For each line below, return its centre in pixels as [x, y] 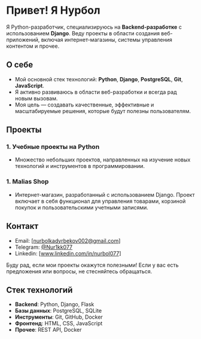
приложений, [23, 39]
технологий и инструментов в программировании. [80, 166]
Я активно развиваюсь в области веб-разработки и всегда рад [96, 92]
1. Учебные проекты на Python [53, 147]
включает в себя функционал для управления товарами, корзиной [100, 201]
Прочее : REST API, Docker [48, 330]
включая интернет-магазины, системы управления [106, 39]
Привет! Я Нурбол [53, 10]
